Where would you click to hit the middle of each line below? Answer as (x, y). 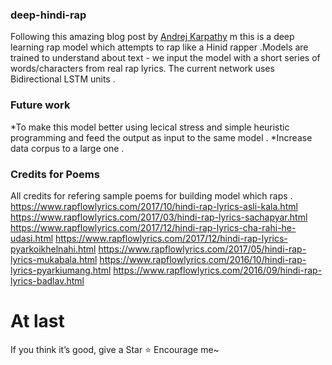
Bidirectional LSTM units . (63, 79)
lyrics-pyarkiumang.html (61, 270)
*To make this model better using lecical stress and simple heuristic (150, 127)
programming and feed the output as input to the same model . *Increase (161, 137)
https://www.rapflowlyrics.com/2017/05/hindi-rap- (202, 249)
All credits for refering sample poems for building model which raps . (151, 195)
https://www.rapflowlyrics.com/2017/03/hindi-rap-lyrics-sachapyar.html (159, 217)
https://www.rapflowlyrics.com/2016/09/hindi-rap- (218, 270)
